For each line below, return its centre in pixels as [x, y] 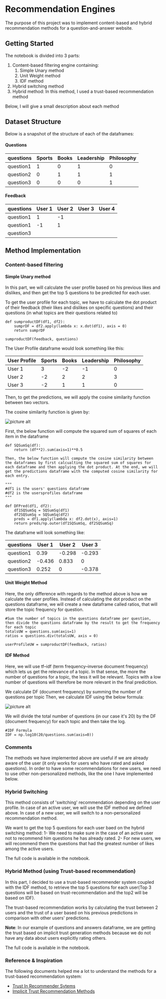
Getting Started [29, 44]
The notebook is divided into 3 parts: [42, 55]
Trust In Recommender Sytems [44, 986]
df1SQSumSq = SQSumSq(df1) [42, 510]
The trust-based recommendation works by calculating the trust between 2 [82, 907]
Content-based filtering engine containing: [56, 65]
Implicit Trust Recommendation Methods [54, 991]
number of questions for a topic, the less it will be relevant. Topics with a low [83, 677]
